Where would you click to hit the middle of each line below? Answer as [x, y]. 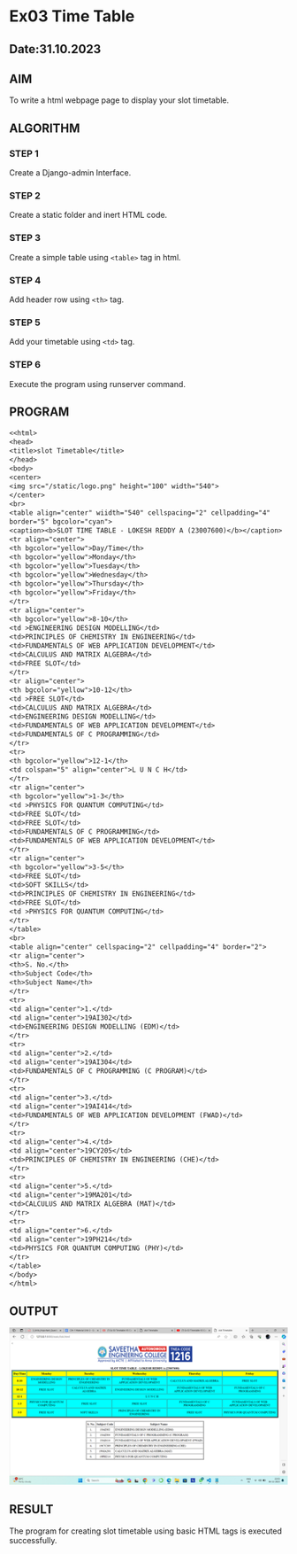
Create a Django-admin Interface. [70, 173]
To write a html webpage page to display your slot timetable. [119, 100]
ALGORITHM [45, 128]
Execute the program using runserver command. [97, 384]
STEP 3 [25, 238]
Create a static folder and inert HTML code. [88, 215]
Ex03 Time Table [72, 16]
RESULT [31, 1509]
